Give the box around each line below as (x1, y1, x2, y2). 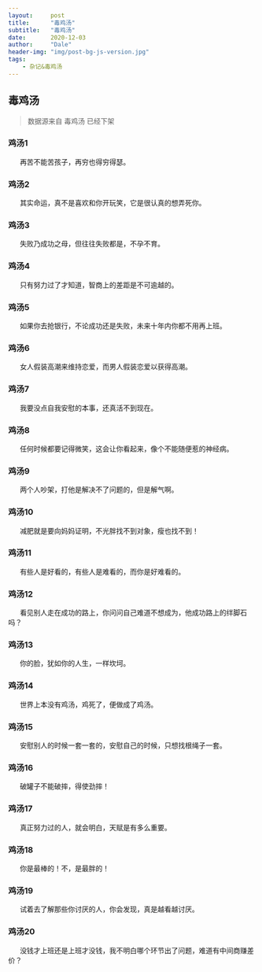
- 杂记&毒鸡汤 (22, 63, 63, 71)
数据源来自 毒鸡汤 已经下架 (27, 116, 115, 126)
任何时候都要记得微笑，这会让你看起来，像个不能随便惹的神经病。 (19, 444, 234, 453)
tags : (8, 56, 26, 64)
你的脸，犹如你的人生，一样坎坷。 (19, 659, 131, 668)
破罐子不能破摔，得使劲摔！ (19, 782, 110, 791)
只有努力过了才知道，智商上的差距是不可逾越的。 (19, 280, 179, 290)
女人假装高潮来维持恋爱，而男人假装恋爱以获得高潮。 (19, 362, 193, 371)
